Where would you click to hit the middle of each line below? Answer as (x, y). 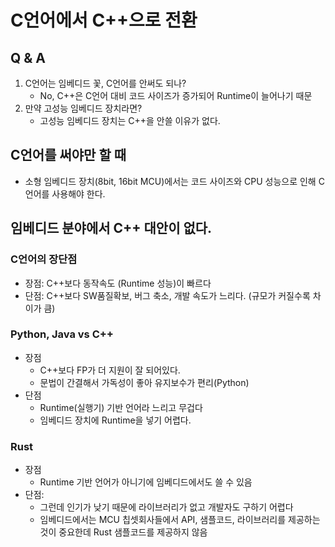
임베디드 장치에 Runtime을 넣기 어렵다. (115, 420)
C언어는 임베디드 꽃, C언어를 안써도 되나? (105, 83)
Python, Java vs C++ (62, 334)
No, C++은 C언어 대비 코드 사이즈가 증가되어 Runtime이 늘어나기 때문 (176, 95)
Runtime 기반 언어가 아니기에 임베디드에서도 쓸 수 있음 (146, 482)
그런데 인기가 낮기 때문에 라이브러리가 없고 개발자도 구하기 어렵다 (166, 507)
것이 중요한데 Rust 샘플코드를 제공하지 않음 (123, 532)
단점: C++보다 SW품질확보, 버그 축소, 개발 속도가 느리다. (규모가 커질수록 (167, 295)
